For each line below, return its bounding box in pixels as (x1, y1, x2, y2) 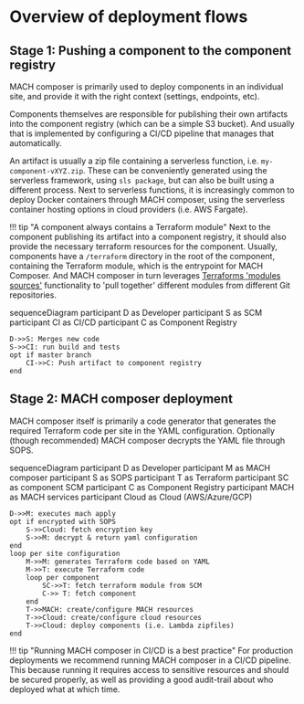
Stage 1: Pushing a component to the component (9, 43, 292, 58)
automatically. (9, 138, 62, 148)
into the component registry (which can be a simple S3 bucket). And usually (9, 119, 295, 129)
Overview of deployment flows (9, 6, 248, 27)
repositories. (9, 289, 58, 300)
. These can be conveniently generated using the (82, 165, 267, 175)
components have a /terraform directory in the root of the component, (9, 251, 276, 261)
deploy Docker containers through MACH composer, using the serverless (9, 194, 286, 205)
